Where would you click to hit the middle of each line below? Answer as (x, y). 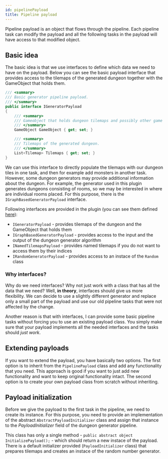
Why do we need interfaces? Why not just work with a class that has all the (83, 285)
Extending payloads (37, 348)
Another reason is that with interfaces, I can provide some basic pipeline (80, 316)
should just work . (23, 332)
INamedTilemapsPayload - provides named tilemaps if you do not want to (86, 245)
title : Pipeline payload (31, 15)
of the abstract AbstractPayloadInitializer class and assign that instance (82, 420)
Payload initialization (39, 397)
